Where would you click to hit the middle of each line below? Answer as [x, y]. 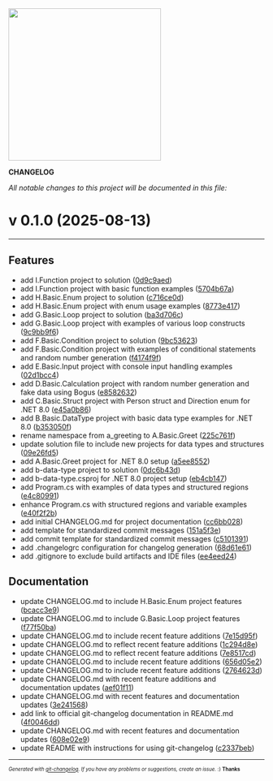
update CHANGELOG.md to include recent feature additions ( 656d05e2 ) [141, 662]
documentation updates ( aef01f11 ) [77, 687]
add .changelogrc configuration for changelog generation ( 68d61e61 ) [136, 547]
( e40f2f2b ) [39, 513]
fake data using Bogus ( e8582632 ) [78, 392]
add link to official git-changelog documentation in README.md [127, 713]
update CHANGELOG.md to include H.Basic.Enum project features [131, 601]
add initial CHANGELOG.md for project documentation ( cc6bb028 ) [132, 521]
